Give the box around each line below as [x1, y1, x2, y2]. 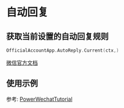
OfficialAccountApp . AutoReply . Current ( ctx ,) [6, 47, 119, 53]
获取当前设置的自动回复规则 [6, 31, 109, 41]
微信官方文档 [6, 59, 38, 66]
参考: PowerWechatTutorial [6, 95, 73, 103]
